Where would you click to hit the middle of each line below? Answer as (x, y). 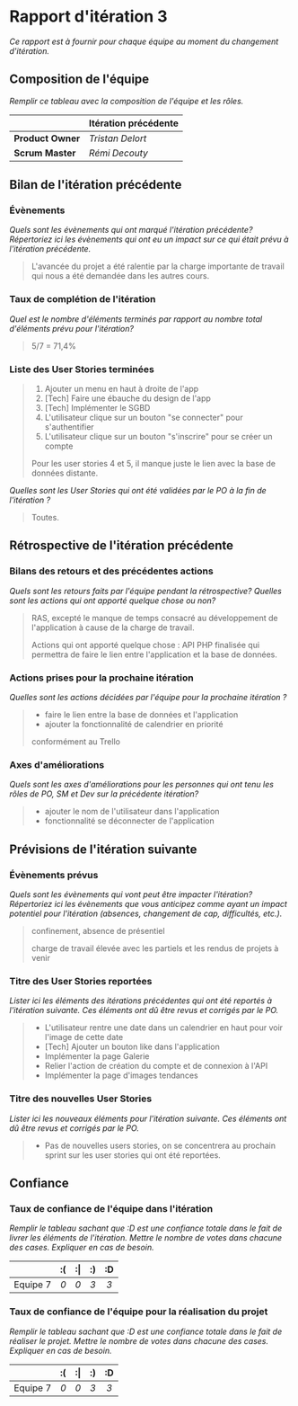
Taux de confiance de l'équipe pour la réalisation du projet (139, 1312)
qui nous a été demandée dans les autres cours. (120, 276)
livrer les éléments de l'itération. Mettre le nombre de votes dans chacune (146, 1238)
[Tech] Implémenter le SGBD (97, 408)
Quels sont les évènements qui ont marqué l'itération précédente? (131, 230)
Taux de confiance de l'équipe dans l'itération (111, 1208)
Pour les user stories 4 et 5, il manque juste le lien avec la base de (153, 464)
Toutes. (45, 518)
